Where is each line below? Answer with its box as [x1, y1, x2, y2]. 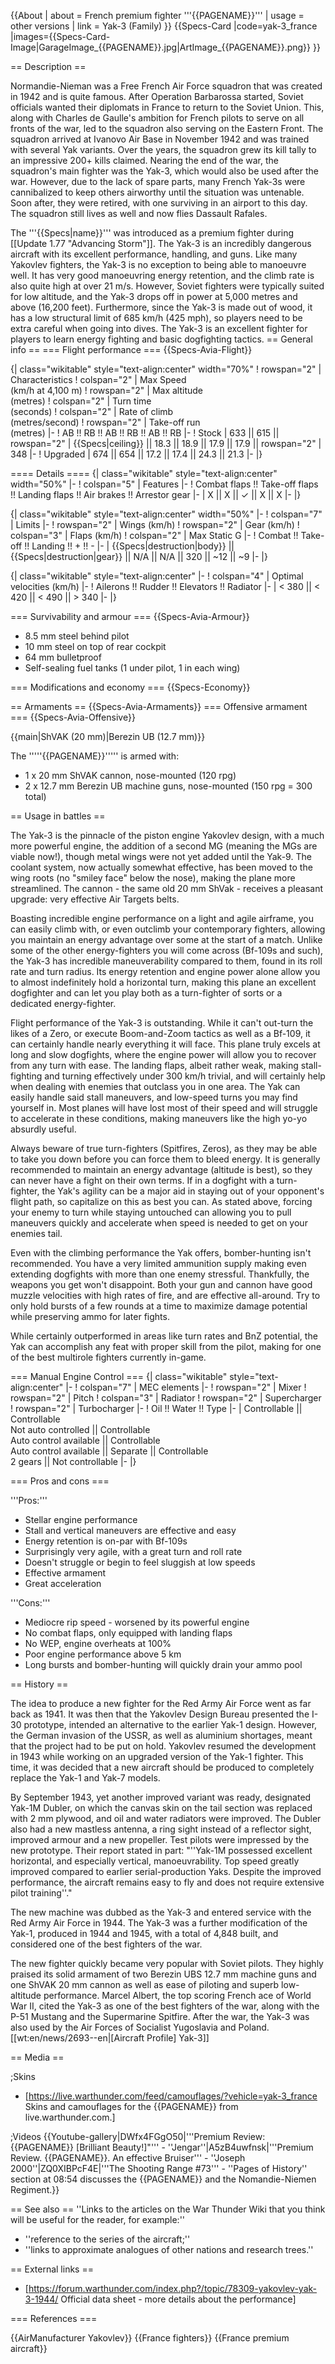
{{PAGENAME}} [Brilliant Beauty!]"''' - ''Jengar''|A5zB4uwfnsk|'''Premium [10, 2141, 314, 2153]
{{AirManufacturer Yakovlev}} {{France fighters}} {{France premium [10, 2332, 290, 2344]
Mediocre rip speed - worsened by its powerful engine [24, 1616, 250, 1628]
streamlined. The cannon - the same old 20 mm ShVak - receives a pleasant [10, 883, 323, 894]
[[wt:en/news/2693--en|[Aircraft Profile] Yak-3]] [10, 2032, 210, 2044]
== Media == [10, 2051, 65, 2063]
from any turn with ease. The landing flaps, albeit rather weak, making [10, 1060, 299, 1071]
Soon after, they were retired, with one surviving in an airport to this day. [10, 197, 308, 209]
